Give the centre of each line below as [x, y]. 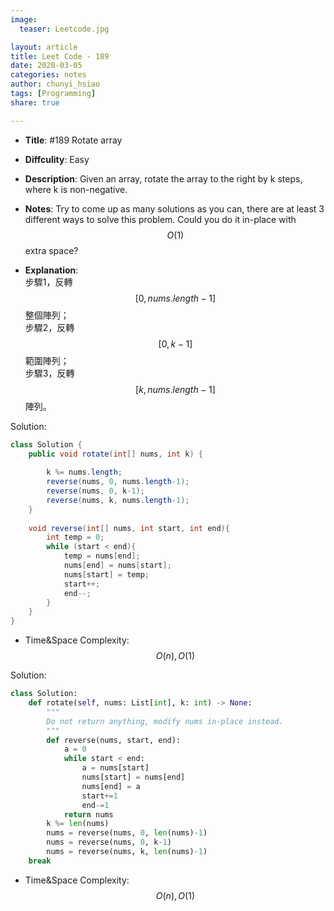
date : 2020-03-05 [46, 66]
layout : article [44, 47]
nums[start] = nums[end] [133, 777]
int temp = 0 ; [75, 537]
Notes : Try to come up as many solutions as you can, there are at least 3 [174, 208]
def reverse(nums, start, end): [114, 740]
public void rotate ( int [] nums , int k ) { [115, 454]
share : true [35, 102]
